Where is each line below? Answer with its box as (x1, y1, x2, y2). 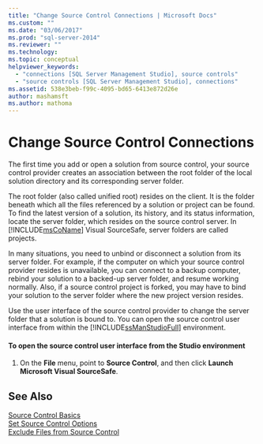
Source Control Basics (8, 411, 81, 420)
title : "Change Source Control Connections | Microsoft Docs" (8, 11, 217, 20)
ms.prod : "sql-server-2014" (8, 33, 101, 42)
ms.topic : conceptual (8, 56, 80, 64)
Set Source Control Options (8, 419, 97, 428)
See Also (8, 390, 53, 403)
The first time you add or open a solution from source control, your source (8, 159, 250, 170)
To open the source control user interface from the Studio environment (8, 341, 246, 350)
